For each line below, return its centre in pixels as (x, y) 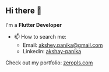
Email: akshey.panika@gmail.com (63, 45)
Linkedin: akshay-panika (52, 51)
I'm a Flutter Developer (34, 25)
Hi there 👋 (24, 11)
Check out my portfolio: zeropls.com (49, 63)
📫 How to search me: (40, 36)
